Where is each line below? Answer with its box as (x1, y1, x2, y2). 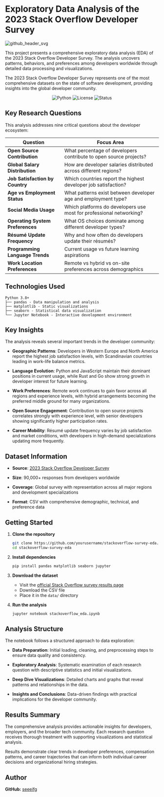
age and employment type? (64, 195, 127, 202)
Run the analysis (12, 602, 47, 608)
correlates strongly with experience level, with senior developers (12, 413, 143, 419)
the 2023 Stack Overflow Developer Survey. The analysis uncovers (5, 55, 140, 61)
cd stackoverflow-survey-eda (12, 545, 72, 550)
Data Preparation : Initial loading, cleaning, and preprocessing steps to (12, 647, 154, 653)
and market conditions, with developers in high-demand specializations (12, 433, 156, 439)
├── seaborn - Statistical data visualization (5, 308, 102, 313)
